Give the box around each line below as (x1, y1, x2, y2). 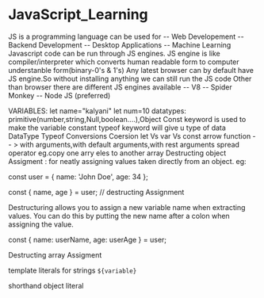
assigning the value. (8, 220, 74, 229)
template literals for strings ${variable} (8, 266, 137, 275)
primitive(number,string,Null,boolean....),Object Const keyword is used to (8, 114, 247, 124)
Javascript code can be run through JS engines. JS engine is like (8, 48, 220, 58)
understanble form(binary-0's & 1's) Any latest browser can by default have (8, 65, 254, 74)
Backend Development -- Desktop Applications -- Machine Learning (8, 40, 231, 49)
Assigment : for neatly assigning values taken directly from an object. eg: (8, 156, 247, 166)
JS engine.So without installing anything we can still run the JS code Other (8, 74, 252, 83)
